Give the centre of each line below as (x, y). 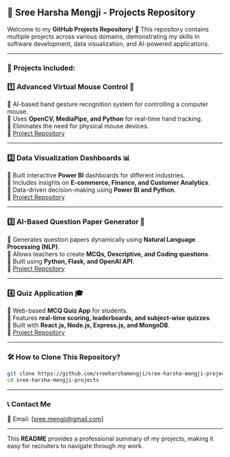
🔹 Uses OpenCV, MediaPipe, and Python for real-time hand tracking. (105, 119)
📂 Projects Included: (41, 68)
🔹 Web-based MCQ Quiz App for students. (67, 310)
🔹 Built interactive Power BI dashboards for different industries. (96, 175)
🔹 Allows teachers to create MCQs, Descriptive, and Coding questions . (108, 254)
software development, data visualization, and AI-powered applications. (108, 44)
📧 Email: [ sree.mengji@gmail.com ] (55, 419)
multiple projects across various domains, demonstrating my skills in (103, 36)
